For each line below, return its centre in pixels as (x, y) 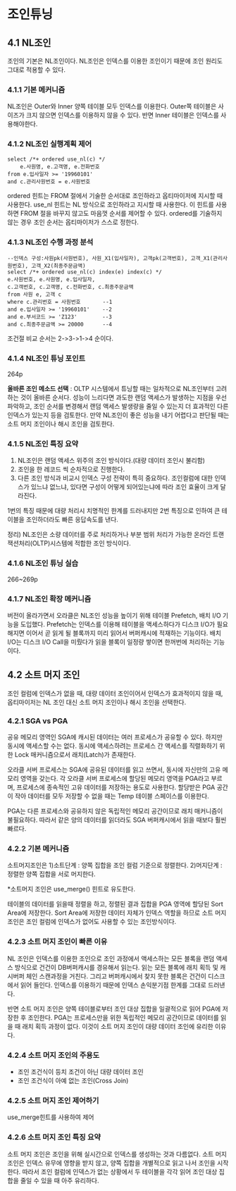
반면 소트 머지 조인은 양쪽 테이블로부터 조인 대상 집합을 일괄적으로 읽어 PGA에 (114, 1008)
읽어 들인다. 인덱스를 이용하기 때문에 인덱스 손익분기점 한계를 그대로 (113, 985)
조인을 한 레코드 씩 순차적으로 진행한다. (71, 469)
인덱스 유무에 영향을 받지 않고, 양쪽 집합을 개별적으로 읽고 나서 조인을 (121, 1163)
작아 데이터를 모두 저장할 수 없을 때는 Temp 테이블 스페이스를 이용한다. (112, 796)
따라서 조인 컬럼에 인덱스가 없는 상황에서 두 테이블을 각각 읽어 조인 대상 (120, 1171)
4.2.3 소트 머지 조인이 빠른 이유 (57, 942)
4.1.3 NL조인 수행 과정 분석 (50, 242)
